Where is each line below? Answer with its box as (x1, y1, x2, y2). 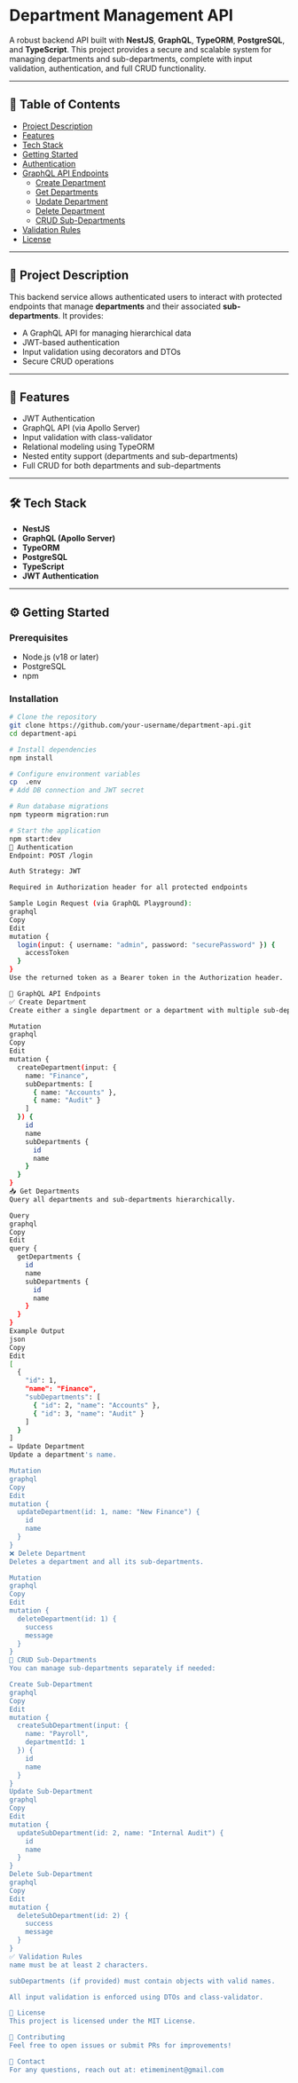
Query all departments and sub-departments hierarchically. (9, 1195, 237, 1203)
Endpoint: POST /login (9, 851, 93, 860)
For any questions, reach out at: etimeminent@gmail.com (9, 2065, 224, 2074)
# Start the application (9, 826, 101, 835)
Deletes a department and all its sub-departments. (9, 1557, 204, 1566)
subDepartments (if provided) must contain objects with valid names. (9, 1976, 276, 1985)
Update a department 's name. (9, 1450, 117, 1460)
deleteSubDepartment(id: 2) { (17, 1911, 129, 1920)
